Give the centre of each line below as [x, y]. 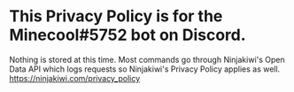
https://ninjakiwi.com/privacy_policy [75, 78]
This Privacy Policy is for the [116, 16]
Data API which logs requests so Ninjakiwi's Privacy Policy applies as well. [145, 69]
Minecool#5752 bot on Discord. [128, 35]
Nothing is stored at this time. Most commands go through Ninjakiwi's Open [147, 59]
